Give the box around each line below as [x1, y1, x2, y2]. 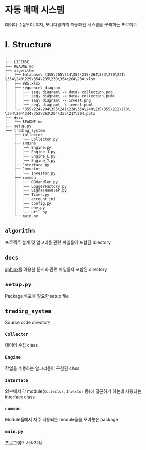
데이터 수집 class [5, 342, 38, 348]
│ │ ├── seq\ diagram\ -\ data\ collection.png [5, 89, 113, 95]
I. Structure [5, 39, 52, 50]
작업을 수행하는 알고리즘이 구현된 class [5, 365, 80, 371]
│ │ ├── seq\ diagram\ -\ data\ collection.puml [5, 94, 115, 98]
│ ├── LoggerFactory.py [14, 184, 67, 189]
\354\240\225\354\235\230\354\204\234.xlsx [5, 76, 96, 81]
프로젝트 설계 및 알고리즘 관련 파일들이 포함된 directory [5, 239, 111, 245]
